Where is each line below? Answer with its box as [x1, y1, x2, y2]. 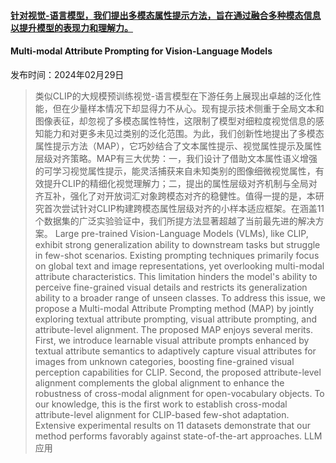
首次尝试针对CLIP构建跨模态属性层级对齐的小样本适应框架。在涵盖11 [43, 202, 325, 214]
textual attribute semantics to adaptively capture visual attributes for [34, 345, 317, 357]
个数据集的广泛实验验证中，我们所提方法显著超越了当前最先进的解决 [34, 215, 316, 227]
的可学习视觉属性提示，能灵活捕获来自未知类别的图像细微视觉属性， [34, 165, 316, 177]
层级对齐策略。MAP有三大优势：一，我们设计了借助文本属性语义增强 [34, 152, 318, 164]
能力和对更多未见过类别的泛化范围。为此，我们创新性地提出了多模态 [43, 127, 325, 139]
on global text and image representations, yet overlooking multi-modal [34, 260, 325, 272]
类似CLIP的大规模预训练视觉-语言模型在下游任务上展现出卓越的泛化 [34, 90, 313, 102]
